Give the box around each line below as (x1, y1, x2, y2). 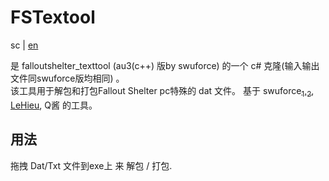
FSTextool (10, 6, 96, 29)
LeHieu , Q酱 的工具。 (10, 99, 98, 111)
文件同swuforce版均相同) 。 (10, 72, 125, 84)
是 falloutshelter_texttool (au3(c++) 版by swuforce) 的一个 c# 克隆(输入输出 (10, 59, 320, 71)
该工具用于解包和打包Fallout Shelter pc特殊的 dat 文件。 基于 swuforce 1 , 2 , (10, 84, 315, 99)
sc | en (10, 39, 39, 51)
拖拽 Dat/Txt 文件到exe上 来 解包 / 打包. (10, 159, 173, 171)
